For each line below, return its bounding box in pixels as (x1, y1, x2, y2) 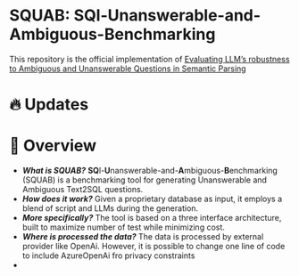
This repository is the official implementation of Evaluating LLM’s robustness (9, 53, 290, 64)
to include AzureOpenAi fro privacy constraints (21, 250, 195, 261)
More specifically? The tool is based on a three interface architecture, (21, 213, 282, 223)
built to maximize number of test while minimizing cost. (21, 222, 226, 232)
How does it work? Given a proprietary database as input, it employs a (21, 193, 283, 205)
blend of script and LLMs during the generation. (21, 203, 199, 214)
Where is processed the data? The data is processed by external (21, 231, 264, 242)
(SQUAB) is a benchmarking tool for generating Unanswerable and (21, 175, 268, 185)
